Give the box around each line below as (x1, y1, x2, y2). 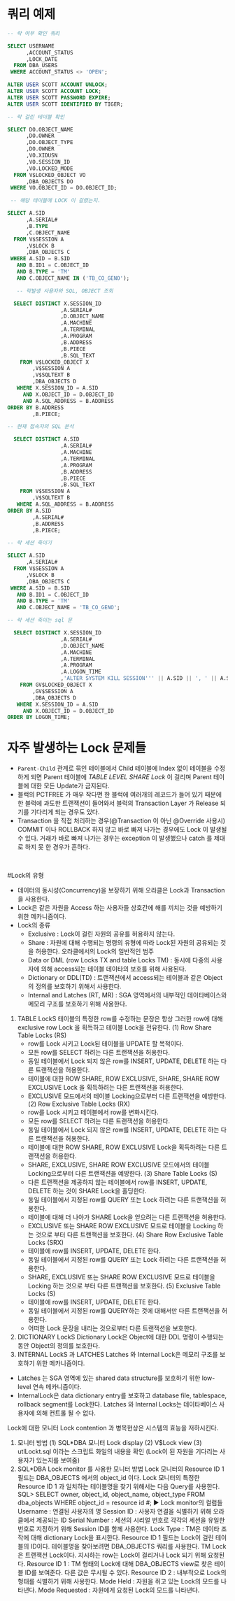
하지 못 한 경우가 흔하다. (24, 843, 91, 851)
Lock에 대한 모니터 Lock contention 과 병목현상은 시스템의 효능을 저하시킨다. (7, 1424, 219, 1432)
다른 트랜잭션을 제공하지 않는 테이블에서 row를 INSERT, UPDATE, (27, 1178, 208, 1186)
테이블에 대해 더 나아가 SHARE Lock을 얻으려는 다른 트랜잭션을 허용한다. (27, 1213, 227, 1221)
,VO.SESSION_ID (25, 158, 71, 165)
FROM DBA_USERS (13, 62, 58, 69)
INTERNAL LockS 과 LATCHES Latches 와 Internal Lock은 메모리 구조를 (17, 1351, 218, 1359)
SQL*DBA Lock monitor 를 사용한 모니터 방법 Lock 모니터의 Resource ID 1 (17, 1465, 225, 1473)
